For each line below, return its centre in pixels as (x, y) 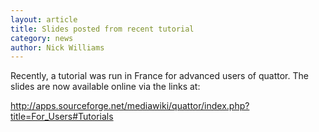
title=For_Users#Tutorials (62, 117)
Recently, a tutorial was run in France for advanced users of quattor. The (159, 76)
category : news (42, 38)
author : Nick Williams (57, 47)
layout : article (44, 19)
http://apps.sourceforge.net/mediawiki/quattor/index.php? (130, 106)
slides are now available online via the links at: (105, 87)
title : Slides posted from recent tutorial (102, 29)
